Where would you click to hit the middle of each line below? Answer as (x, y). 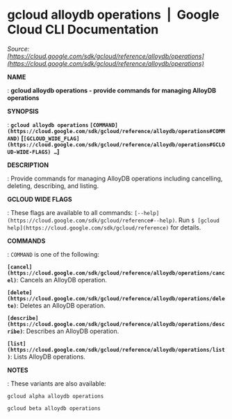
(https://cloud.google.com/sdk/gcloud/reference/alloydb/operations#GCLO (116, 145)
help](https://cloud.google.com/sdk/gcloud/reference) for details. (104, 227)
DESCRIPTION (28, 165)
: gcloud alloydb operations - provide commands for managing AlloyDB (112, 90)
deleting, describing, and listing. (53, 186)
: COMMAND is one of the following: (53, 254)
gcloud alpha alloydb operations (56, 396)
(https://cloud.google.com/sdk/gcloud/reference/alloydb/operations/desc (116, 324)
